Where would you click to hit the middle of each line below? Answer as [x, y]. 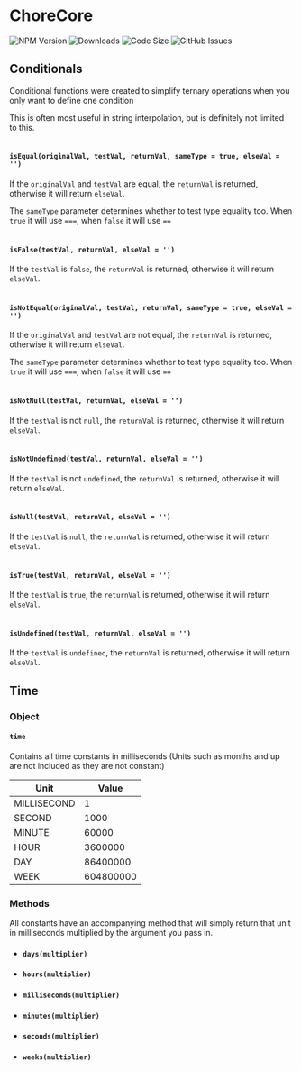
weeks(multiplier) [57, 1057]
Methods [29, 903]
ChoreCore [51, 16]
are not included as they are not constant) [87, 765]
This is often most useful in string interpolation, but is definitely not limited [147, 117]
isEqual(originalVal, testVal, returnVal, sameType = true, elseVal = [145, 157]
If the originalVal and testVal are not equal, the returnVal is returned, [141, 335]
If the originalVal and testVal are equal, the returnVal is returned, [134, 183]
